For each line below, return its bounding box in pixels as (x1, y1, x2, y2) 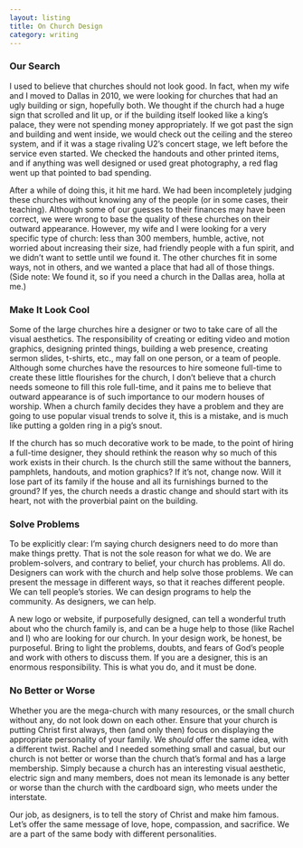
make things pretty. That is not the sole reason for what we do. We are (9, 548, 271, 559)
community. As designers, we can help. (9, 596, 156, 607)
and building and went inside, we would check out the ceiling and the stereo (9, 129, 293, 139)
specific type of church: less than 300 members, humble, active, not (9, 233, 264, 243)
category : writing (9, 30, 79, 39)
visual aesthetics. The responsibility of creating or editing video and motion (9, 333, 290, 344)
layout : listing (9, 13, 71, 23)
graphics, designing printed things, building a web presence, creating (9, 343, 269, 354)
